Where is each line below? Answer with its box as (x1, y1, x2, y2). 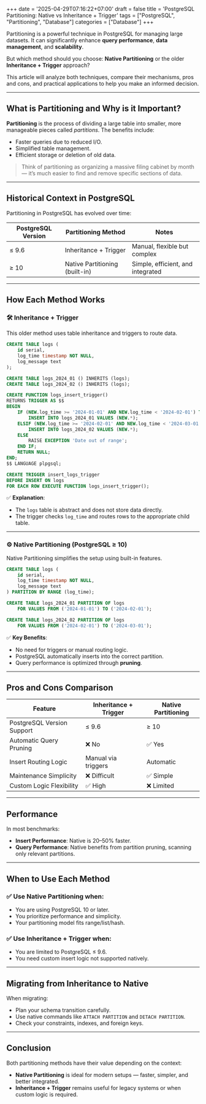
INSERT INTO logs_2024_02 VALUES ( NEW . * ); (28, 426, 139, 432)
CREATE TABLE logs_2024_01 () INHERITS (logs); (6, 375, 131, 381)
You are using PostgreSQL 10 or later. (15, 906, 110, 913)
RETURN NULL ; (17, 449, 51, 456)
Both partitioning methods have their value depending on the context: (6, 1059, 182, 1067)
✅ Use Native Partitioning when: (6, 892, 104, 900)
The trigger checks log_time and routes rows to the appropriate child (15, 513, 190, 520)
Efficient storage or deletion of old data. (15, 151, 116, 158)
